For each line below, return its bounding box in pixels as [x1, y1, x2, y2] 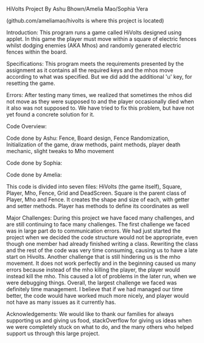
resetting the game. [6, 79, 55, 87]
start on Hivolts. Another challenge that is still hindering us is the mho [6, 253, 181, 260]
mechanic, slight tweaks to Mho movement [6, 148, 114, 154]
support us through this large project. [6, 330, 100, 337]
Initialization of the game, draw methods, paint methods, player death [6, 141, 181, 148]
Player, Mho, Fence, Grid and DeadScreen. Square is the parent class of [6, 189, 187, 197]
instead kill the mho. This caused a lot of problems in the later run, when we [6, 273, 197, 280]
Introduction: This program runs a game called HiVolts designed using [6, 29, 182, 36]
